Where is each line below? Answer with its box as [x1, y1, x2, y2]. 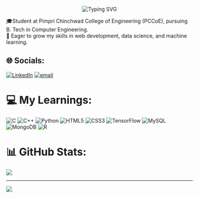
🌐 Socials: [6, 56, 45, 66]
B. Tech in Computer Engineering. [6, 26, 89, 33]
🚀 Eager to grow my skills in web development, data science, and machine [6, 33, 188, 39]
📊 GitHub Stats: [6, 145, 87, 158]
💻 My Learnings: [6, 94, 92, 107]
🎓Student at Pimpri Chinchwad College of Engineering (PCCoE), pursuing [6, 18, 188, 24]
